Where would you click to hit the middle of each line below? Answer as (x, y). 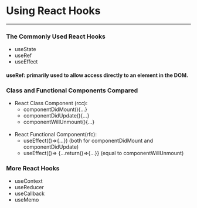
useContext (28, 181)
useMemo (27, 200)
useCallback (30, 194)
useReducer (29, 187)
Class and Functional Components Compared (72, 90)
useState (25, 49)
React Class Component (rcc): (51, 103)
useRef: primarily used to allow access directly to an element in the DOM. (97, 75)
